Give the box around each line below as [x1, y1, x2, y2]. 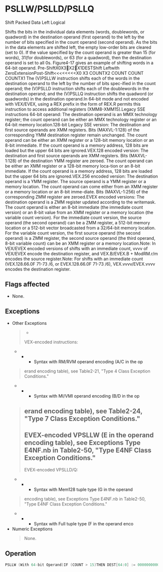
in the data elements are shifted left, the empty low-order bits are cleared [5, 44, 151, 50]
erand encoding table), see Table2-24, [24, 407, 143, 415]
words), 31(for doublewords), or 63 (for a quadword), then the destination [5, 54, 152, 60]
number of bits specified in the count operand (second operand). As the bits [5, 39, 158, 45]
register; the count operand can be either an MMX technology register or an [5, 117, 157, 122]
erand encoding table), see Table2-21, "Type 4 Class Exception [24, 368, 150, 374]
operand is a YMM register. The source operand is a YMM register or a [5, 178, 147, 184]
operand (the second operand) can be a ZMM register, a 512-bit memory [5, 219, 150, 225]
